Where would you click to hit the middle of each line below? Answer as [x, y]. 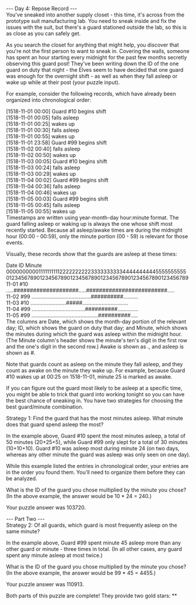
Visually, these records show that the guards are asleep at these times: [92, 254]
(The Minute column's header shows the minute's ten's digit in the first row [97, 340]
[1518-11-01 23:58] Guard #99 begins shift [57, 143]
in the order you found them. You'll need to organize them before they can [96, 472]
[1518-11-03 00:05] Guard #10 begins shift [57, 161]
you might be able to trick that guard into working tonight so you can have [95, 394]
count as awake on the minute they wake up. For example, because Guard [96, 370]
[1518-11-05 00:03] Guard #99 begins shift [57, 199]
